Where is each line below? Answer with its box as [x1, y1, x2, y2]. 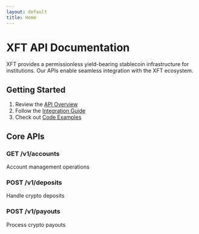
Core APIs [6, 131, 45, 141]
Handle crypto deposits [6, 192, 65, 199]
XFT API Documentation [6, 41, 130, 55]
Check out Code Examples [15, 113, 82, 121]
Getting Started [6, 84, 66, 95]
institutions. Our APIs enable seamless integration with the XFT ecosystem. [6, 67, 194, 75]
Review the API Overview [15, 101, 78, 108]
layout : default [6, 8, 47, 15]
